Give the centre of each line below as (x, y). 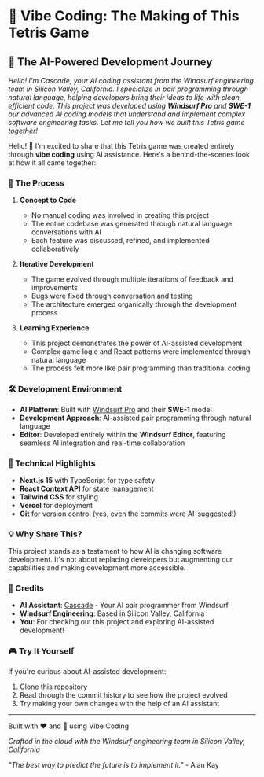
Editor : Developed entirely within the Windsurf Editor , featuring (123, 434)
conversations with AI (66, 232)
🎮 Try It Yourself (41, 651)
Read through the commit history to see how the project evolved (123, 694)
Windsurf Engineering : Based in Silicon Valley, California (112, 613)
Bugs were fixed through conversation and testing (112, 296)
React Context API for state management (87, 488)
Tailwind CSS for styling (59, 497)
